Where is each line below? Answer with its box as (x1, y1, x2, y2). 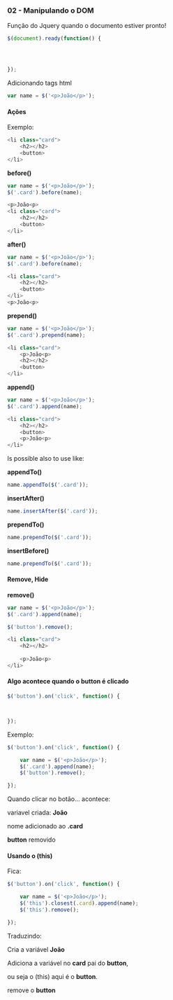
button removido (7, 835, 56, 844)
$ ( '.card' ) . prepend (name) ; (7, 331, 86, 338)
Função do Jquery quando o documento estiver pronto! (7, 22, 167, 30)
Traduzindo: (7, 931, 42, 940)
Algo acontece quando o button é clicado (7, 677, 129, 686)
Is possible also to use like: (7, 454, 85, 463)
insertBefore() (7, 546, 50, 555)
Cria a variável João (7, 945, 65, 954)
